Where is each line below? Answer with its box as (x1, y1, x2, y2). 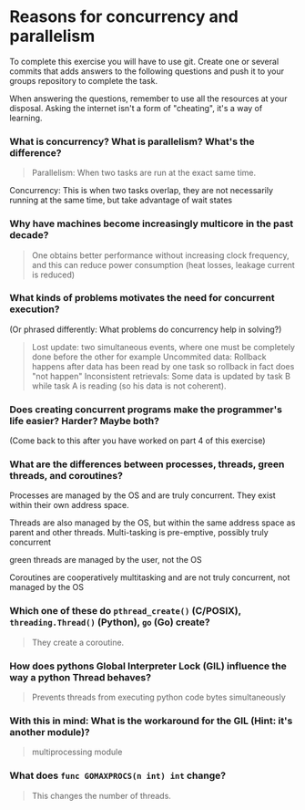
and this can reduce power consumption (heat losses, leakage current (31, 259, 296, 270)
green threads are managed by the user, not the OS (9, 555, 202, 566)
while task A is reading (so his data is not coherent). (31, 380, 227, 391)
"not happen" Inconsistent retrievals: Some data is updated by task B (31, 370, 291, 381)
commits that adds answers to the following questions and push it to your (9, 66, 285, 77)
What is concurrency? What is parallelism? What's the (9, 135, 255, 148)
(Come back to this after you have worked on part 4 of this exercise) (9, 435, 266, 446)
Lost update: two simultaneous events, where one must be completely (31, 341, 296, 352)
